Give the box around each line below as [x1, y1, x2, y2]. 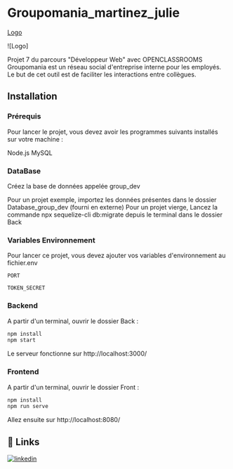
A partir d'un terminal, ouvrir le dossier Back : [7, 317, 139, 325]
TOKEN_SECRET [7, 285, 46, 292]
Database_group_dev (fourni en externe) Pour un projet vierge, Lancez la [7, 203, 218, 211]
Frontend [7, 367, 39, 376]
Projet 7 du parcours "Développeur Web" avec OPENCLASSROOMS [7, 55, 203, 64]
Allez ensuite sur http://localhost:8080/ [7, 416, 121, 424]
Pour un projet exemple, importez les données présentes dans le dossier [7, 195, 217, 204]
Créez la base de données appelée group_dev [7, 182, 140, 190]
